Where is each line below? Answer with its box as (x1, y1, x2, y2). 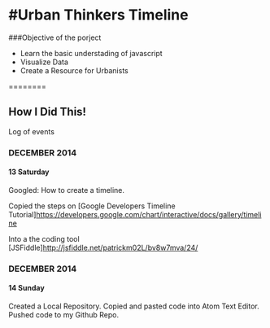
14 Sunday (8, 283, 45, 293)
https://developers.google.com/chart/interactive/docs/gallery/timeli (36, 209, 262, 219)
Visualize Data (20, 57, 69, 67)
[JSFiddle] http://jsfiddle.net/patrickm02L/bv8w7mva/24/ (8, 243, 198, 252)
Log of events (8, 126, 55, 136)
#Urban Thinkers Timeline (8, 6, 189, 24)
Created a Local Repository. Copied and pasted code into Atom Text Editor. (8, 301, 260, 311)
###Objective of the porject (8, 33, 102, 42)
